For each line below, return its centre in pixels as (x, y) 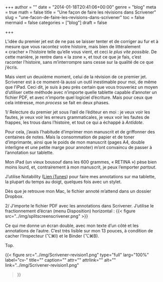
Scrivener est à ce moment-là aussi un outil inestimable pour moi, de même (81, 82)
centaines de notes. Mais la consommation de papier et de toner (70, 137)
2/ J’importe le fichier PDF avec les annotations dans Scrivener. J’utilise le (80, 206)
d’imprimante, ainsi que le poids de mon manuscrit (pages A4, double (75, 142)
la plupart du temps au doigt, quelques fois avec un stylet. (63, 182)
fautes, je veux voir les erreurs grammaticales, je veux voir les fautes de (77, 117)
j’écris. (12, 67)
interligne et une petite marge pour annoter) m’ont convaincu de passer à (79, 147)
